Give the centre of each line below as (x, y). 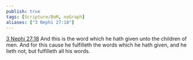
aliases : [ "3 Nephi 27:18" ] (40, 22)
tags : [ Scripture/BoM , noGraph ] (45, 17)
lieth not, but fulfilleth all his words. (48, 51)
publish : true (23, 11)
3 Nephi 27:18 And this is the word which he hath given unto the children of (96, 39)
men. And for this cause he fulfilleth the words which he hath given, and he (96, 45)
